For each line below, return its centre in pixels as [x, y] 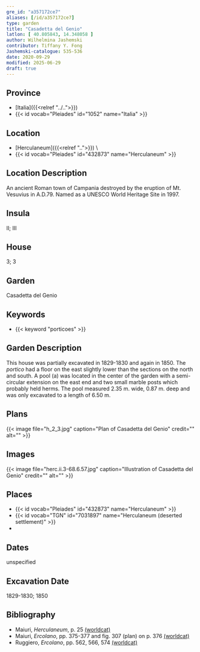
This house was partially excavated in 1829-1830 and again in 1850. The [96, 362]
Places [19, 494]
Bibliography [31, 615]
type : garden [23, 23]
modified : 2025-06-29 [34, 63]
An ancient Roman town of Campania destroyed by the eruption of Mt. [94, 188]
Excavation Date [38, 581]
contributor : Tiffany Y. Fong [45, 46]
